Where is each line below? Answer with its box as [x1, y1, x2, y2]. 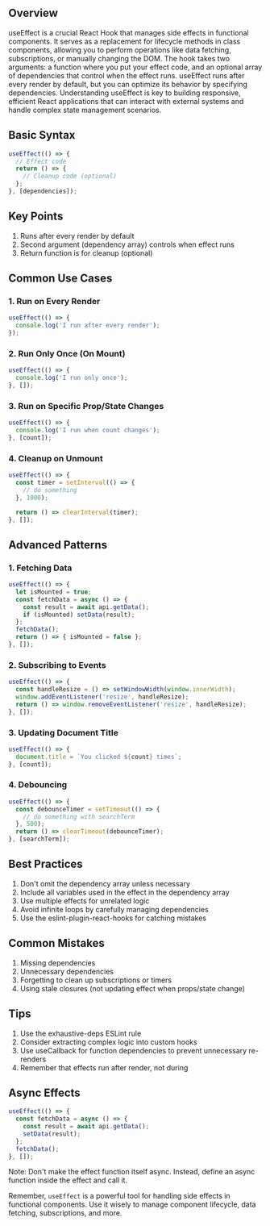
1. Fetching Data [8, 562, 73, 573]
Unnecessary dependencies [19, 966, 114, 976]
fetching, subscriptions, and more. [8, 1208, 123, 1218]
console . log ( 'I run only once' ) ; [15, 374, 128, 382]
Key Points [8, 210, 64, 223]
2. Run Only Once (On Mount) [8, 348, 126, 359]
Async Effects [8, 1086, 81, 1099]
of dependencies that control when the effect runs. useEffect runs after [8, 70, 245, 80]
